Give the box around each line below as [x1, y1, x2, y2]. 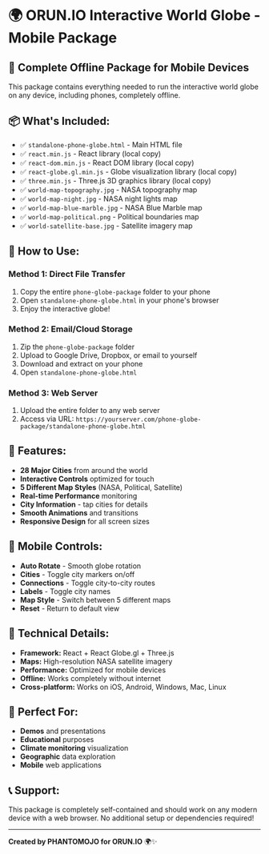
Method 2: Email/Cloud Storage [8, 323, 134, 335]
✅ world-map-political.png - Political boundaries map [19, 211, 199, 221]
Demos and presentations [19, 726, 106, 736]
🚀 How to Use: [8, 245, 80, 259]
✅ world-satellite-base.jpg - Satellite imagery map [19, 221, 194, 231]
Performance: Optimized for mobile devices [19, 665, 167, 675]
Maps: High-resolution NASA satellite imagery [19, 656, 173, 666]
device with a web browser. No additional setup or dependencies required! [8, 813, 255, 823]
